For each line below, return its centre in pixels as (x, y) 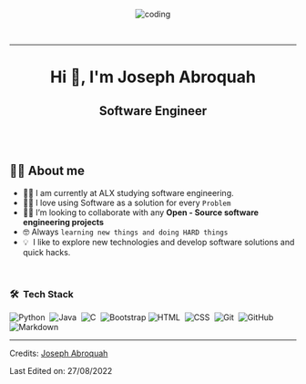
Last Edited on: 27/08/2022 (61, 371)
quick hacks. (46, 252)
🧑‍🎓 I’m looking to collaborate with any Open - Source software (141, 212)
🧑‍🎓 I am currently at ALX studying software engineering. (128, 192)
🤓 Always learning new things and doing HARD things (125, 232)
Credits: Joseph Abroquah (59, 353)
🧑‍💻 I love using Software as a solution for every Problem (127, 202)
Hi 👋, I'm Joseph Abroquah (153, 77)
